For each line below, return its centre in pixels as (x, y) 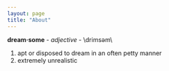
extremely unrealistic (47, 60)
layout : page (26, 13)
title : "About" (29, 20)
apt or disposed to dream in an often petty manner (89, 53)
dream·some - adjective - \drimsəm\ (60, 39)
